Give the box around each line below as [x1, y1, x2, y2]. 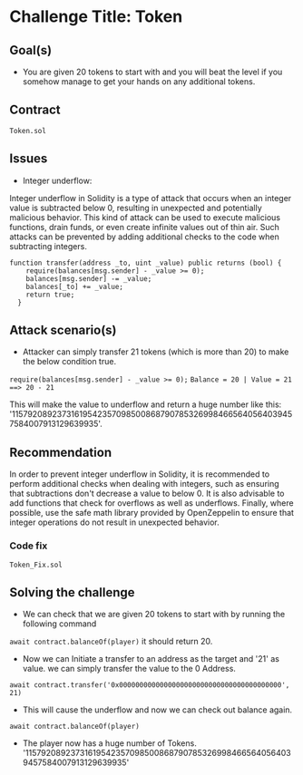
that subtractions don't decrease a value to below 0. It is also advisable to [9, 488, 285, 499]
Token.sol [9, 126, 47, 135]
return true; [25, 290, 75, 299]
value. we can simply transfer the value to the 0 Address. [22, 664, 236, 674]
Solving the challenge [9, 585, 135, 600]
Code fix [9, 539, 48, 552]
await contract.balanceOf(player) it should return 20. [9, 636, 213, 647]
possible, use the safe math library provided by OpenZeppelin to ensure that [9, 508, 295, 518]
